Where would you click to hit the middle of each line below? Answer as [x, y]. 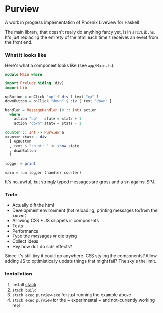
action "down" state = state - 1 [48, 124]
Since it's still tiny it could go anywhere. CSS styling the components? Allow [81, 256]
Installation [19, 274]
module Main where [24, 75]
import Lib [16, 88]
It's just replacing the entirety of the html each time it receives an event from [81, 37]
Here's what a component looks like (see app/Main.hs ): [60, 66]
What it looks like [26, 55]
